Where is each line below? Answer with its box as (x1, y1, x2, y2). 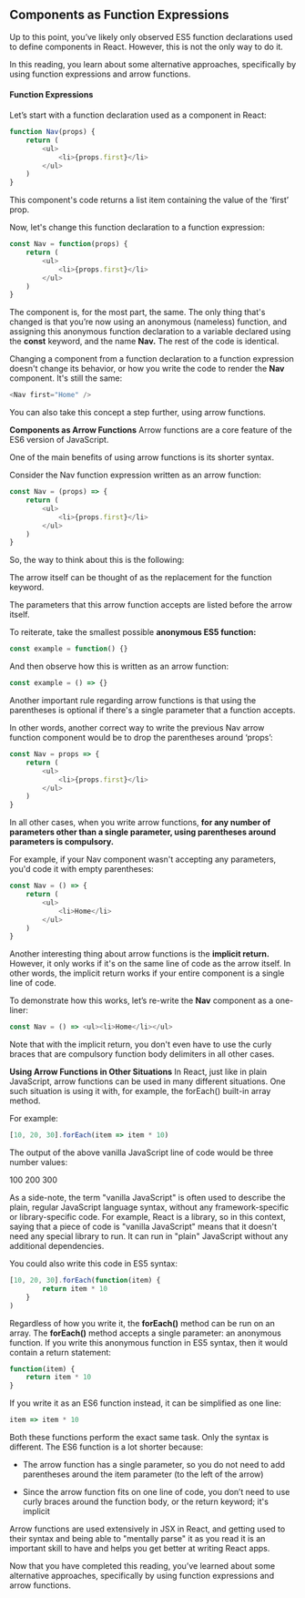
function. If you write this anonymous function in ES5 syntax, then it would (9, 1337, 289, 1347)
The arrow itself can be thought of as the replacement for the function (9, 572, 272, 583)
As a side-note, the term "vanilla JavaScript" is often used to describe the (9, 1193, 286, 1204)
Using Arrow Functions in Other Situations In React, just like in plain (9, 1066, 267, 1078)
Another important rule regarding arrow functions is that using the (9, 695, 257, 706)
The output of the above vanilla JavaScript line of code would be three (9, 1147, 274, 1158)
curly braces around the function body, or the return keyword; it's (22, 1496, 269, 1507)
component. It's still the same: (9, 373, 123, 384)
